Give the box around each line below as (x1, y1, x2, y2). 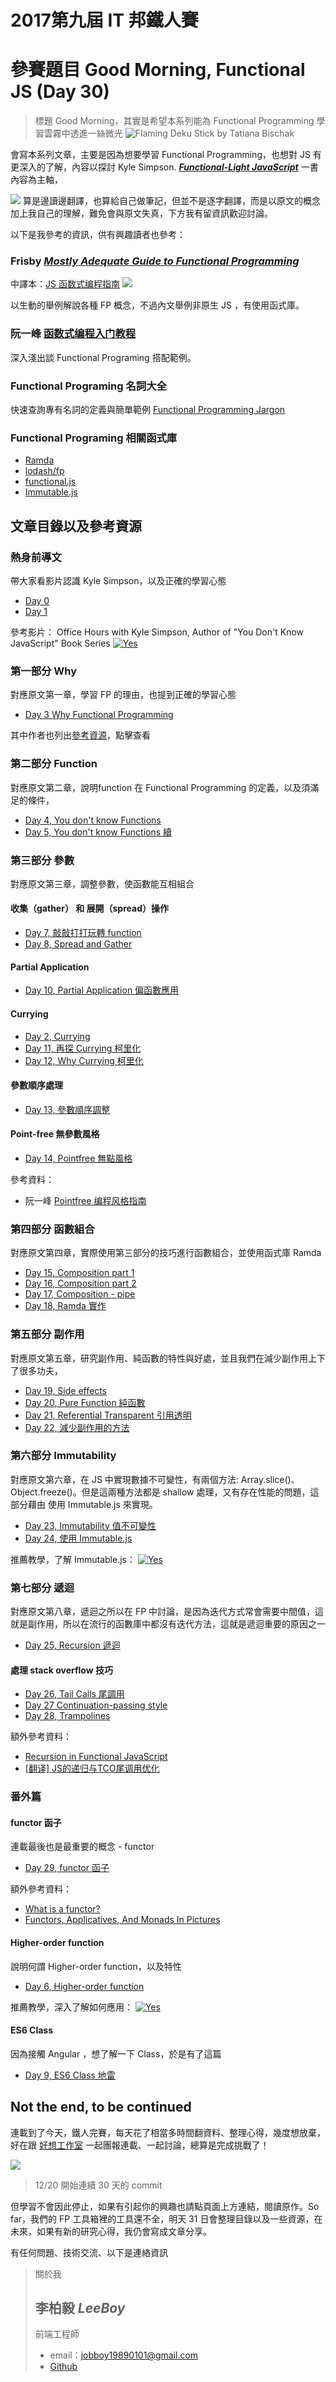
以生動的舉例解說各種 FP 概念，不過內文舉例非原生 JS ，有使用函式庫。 (10, 299, 305, 311)
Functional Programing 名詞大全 (10, 379, 167, 393)
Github (49, 2361, 78, 2373)
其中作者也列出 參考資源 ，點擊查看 (10, 729, 151, 741)
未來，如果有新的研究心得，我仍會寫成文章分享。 (10, 2225, 212, 2237)
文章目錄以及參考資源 (10, 517, 142, 535)
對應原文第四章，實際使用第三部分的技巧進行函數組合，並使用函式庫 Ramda (10, 1247, 322, 1259)
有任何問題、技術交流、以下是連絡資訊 (10, 2246, 168, 2258)
